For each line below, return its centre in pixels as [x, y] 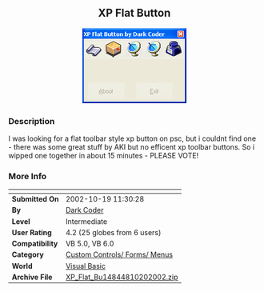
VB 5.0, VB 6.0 [90, 244]
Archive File [32, 277]
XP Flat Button [134, 13]
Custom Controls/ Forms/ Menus [119, 254]
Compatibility [35, 244]
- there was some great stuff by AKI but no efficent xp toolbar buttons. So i [131, 147]
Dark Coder [84, 210]
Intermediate [86, 221]
